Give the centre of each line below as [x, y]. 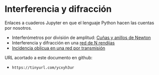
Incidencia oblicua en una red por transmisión [58, 48]
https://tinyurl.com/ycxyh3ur [43, 68]
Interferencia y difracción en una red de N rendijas [63, 42]
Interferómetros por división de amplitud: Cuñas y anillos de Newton [81, 37]
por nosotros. [19, 28]
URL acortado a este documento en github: [49, 57]
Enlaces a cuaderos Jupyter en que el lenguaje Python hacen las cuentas [79, 23]
